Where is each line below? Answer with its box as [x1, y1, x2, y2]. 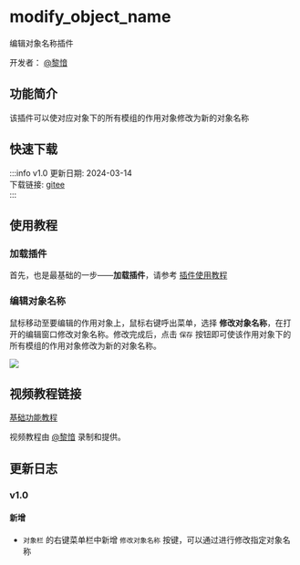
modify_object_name [9, 6, 171, 27]
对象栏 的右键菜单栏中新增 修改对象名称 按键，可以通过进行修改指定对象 [22, 534, 283, 545]
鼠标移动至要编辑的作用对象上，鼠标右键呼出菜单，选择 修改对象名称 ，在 [9, 317, 284, 328]
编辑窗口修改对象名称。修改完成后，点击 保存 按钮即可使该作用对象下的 [25, 328, 292, 339]
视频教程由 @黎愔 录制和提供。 [9, 431, 126, 443]
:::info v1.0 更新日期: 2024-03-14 [9, 167, 132, 179]
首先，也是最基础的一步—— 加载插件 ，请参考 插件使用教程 [9, 270, 228, 281]
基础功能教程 [9, 412, 57, 423]
